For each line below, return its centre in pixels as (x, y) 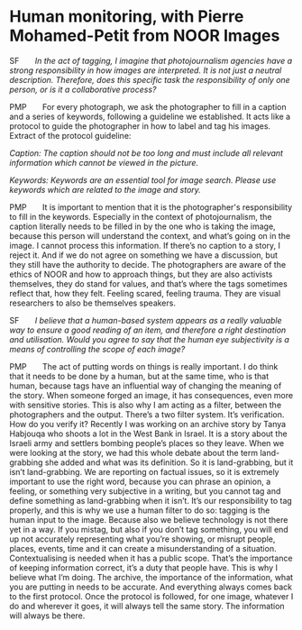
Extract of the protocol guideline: (70, 135)
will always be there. (47, 616)
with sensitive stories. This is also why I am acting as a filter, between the (146, 405)
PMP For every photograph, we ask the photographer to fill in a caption (148, 106)
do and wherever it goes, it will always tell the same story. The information (147, 606)
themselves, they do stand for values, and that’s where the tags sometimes (149, 283)
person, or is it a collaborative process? (83, 89)
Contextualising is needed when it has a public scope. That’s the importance (151, 558)
